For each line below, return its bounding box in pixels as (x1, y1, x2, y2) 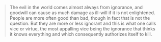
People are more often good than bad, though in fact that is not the (9, 15, 150, 21)
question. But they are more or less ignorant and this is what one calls (9, 20, 156, 26)
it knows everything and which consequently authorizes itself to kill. (9, 31, 152, 37)
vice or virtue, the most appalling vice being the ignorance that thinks (9, 26, 156, 32)
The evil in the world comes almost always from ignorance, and (9, 5, 143, 10)
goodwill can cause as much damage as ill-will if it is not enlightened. (9, 10, 155, 16)
